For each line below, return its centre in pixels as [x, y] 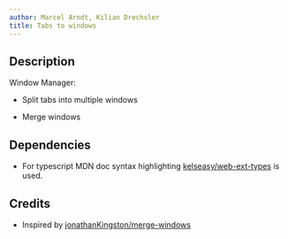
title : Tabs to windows [53, 26]
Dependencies [50, 145]
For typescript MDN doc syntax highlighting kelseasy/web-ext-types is [151, 166]
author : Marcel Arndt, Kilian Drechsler [85, 17]
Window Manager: [43, 83]
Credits [30, 203]
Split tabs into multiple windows [80, 100]
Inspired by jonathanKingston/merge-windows [106, 224]
